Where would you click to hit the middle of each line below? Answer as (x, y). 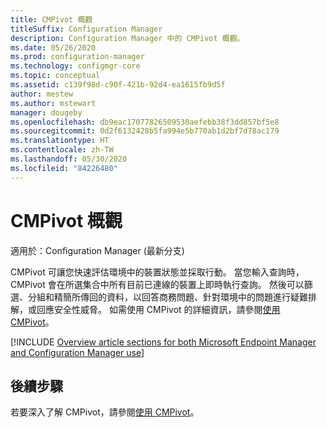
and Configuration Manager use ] (77, 352)
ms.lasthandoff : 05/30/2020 (69, 159)
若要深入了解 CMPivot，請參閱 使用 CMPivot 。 (105, 412)
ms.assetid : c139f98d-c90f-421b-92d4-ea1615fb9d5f (118, 85)
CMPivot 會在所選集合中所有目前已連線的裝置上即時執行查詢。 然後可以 (157, 284)
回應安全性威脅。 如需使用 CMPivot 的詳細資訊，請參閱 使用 (158, 309)
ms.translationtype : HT (60, 141)
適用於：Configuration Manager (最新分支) (97, 250)
